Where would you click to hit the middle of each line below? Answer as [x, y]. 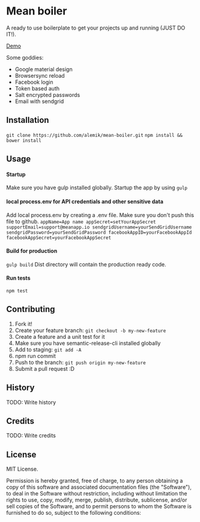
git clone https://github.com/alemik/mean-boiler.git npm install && [95, 135]
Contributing [31, 310]
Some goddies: [25, 57]
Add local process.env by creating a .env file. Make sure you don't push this [100, 215]
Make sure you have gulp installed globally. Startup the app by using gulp [97, 187]
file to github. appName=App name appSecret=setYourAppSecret [81, 221]
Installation [28, 120]
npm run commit [35, 356]
